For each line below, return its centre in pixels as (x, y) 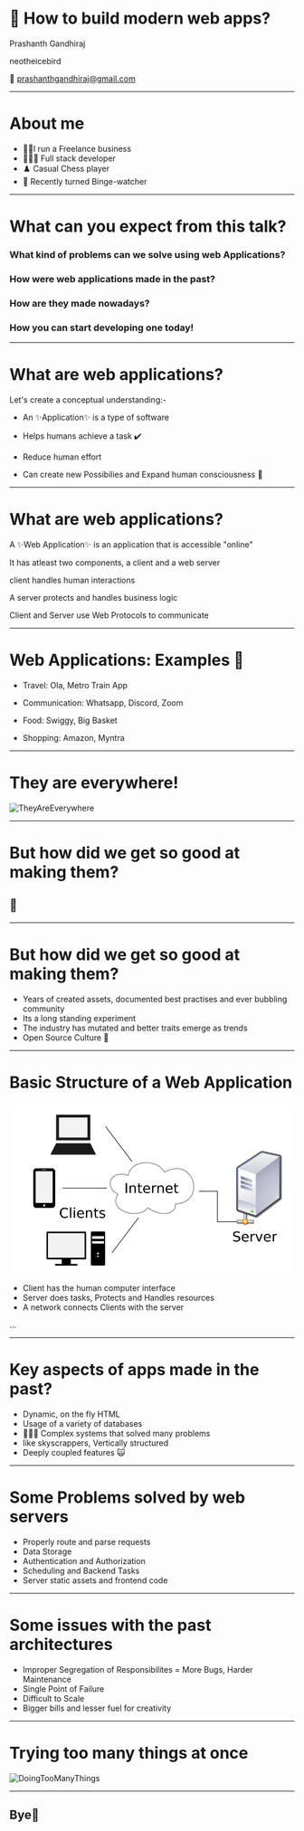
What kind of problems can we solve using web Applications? (147, 254)
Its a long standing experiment (79, 1018)
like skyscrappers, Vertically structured (95, 1443)
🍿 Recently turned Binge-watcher (85, 181)
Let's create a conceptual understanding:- (88, 400)
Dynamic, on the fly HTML (71, 1414)
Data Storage (47, 1551)
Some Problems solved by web (128, 1498)
